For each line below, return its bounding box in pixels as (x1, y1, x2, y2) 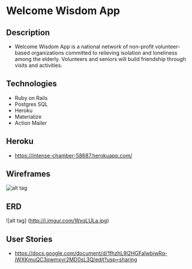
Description (6, 28, 50, 38)
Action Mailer (14, 119, 47, 126)
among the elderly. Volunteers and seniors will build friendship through (14, 56, 186, 62)
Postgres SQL (14, 100, 48, 107)
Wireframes (6, 169, 51, 179)
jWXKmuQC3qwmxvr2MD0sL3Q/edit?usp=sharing (14, 256, 137, 263)
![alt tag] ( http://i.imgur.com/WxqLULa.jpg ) (6, 217, 110, 224)
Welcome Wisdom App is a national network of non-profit (14, 43, 154, 50)
